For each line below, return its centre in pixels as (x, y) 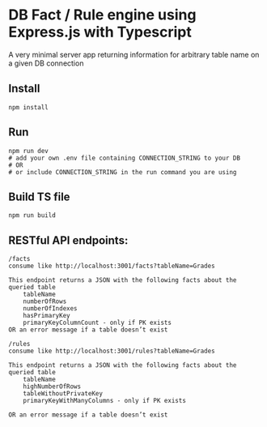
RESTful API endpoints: (68, 240)
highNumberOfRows (52, 386)
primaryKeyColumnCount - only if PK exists (97, 323)
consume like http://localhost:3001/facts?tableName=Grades (112, 266)
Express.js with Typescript (100, 32)
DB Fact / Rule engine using (102, 15)
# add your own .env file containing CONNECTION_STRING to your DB (125, 158)
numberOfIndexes (51, 309)
